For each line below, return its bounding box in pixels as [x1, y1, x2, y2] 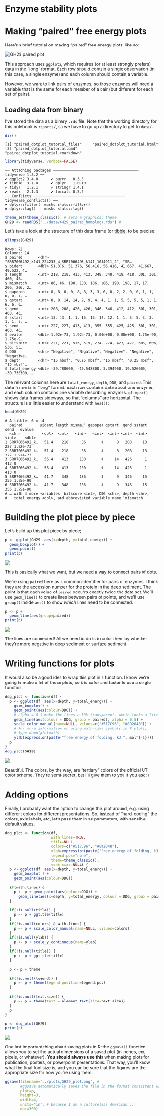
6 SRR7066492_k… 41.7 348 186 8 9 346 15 [5, 483, 147, 488]
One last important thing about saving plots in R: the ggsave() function [5, 1044, 146, 1050]
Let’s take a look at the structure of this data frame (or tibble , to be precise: [5, 228, 156, 234]
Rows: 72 [5, 247, 23, 251]
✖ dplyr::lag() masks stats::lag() [5, 206, 84, 211]
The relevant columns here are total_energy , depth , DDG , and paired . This [5, 379, 152, 385]
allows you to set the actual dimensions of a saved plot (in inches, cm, [5, 1049, 146, 1055]
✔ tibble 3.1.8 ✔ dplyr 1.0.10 [5, 181, 86, 185]
